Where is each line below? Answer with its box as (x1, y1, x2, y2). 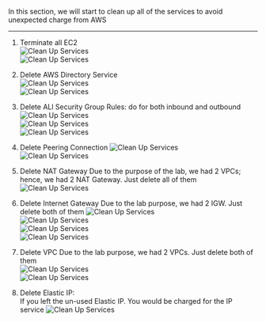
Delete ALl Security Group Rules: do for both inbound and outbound (19, 102, 241, 112)
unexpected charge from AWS (8, 15, 107, 25)
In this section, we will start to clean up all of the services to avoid (8, 7, 223, 16)
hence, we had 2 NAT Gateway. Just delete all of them (19, 175, 197, 184)
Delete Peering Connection (19, 142, 108, 152)
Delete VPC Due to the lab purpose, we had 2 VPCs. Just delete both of (19, 248, 253, 256)
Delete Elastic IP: (19, 288, 75, 297)
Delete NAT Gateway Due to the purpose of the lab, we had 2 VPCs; (19, 166, 241, 176)
